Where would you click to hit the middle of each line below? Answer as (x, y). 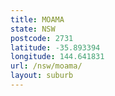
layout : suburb (42, 76)
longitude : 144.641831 (57, 57)
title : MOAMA (37, 19)
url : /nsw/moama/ (46, 66)
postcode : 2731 (42, 38)
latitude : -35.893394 (55, 47)
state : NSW (33, 29)
